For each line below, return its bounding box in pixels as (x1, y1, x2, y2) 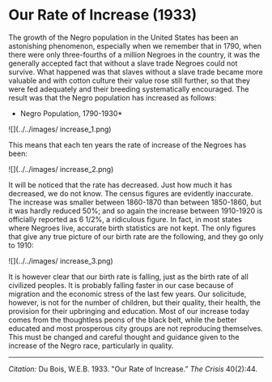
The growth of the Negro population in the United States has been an (8, 32, 239, 42)
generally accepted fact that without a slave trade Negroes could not (8, 58, 238, 68)
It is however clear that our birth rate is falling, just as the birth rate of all (8, 272, 249, 281)
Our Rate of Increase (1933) (8, 6, 197, 24)
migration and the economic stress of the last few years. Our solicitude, (8, 289, 247, 298)
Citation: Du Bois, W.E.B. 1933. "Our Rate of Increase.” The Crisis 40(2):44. (8, 363, 257, 374)
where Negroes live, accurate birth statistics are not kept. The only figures (8, 223, 257, 233)
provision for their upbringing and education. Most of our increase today (8, 306, 249, 315)
